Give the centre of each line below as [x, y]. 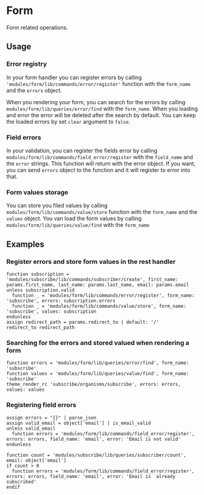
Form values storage [37, 192]
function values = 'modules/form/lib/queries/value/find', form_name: [98, 374]
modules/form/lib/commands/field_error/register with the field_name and [100, 157]
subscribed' [21, 482]
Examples [25, 244]
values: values [26, 390]
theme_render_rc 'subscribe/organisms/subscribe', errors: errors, [94, 385]
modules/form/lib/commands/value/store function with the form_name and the [102, 212]
